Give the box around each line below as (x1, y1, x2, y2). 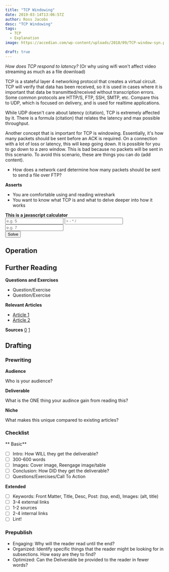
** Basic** (5, 441, 27, 447)
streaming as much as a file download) (5, 69, 86, 75)
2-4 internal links (12, 510, 48, 517)
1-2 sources (12, 505, 37, 511)
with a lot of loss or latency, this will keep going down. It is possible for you (5, 141, 160, 147)
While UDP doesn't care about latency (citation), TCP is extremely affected (5, 109, 160, 116)
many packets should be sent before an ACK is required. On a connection (5, 135, 157, 141)
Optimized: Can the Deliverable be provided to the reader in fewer (12, 556, 149, 562)
